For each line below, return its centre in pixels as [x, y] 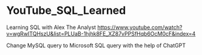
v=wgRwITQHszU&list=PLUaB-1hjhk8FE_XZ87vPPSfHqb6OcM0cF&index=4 [101, 33]
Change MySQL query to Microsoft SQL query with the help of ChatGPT [96, 45]
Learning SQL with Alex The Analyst [51, 27]
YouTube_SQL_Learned [66, 11]
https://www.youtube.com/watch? [140, 27]
